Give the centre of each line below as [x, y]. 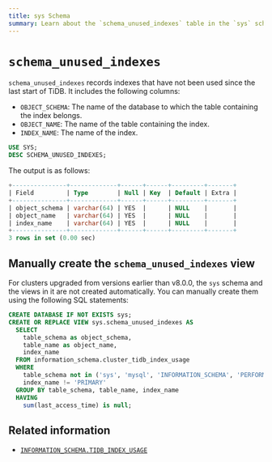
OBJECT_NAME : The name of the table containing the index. [115, 124]
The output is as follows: [49, 171]
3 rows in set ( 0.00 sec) [52, 238]
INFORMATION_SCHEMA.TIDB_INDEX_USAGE [84, 451]
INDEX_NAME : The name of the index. [79, 133]
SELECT [27, 330]
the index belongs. [51, 116]
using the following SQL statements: [69, 300]
